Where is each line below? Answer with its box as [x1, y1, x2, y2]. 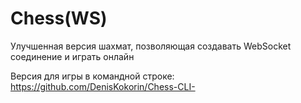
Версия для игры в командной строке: [10, 70, 175, 82]
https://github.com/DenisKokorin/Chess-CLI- [10, 80, 196, 92]
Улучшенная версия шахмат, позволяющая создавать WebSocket [10, 40, 292, 52]
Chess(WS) [10, 7, 108, 30]
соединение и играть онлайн [10, 50, 135, 62]
